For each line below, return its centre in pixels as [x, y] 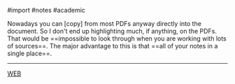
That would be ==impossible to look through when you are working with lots [117, 38]
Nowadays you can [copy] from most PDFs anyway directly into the [104, 23]
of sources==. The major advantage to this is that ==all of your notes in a [113, 46]
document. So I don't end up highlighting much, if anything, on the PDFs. [112, 31]
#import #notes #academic [47, 10]
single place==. [30, 53]
